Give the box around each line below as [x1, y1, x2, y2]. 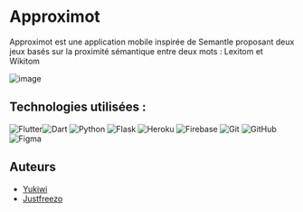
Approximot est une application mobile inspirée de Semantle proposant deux [9, 36, 295, 47]
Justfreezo [22, 193, 63, 204]
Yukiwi [22, 183, 48, 194]
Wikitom [9, 55, 41, 66]
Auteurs [9, 159, 57, 175]
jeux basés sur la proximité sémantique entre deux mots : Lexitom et [9, 45, 264, 56]
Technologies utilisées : [9, 100, 147, 115]
